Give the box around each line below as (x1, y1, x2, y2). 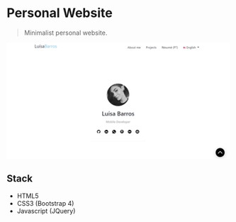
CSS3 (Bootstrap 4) (16, 199, 74, 207)
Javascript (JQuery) (16, 206, 76, 215)
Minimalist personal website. (23, 28, 108, 37)
